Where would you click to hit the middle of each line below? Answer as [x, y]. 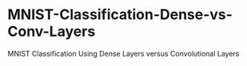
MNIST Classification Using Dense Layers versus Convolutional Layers [124, 53]
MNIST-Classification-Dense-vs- [120, 15]
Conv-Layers [52, 31]
